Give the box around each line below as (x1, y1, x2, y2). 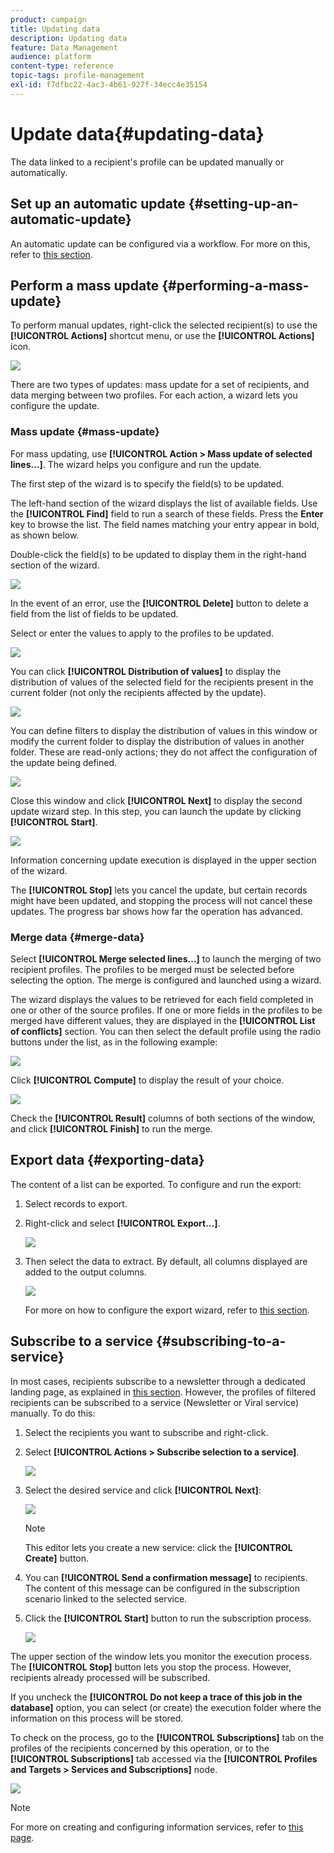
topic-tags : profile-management (10, 71, 145, 81)
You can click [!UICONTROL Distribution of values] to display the (10, 665, 282, 677)
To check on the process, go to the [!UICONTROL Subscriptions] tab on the (10, 1731, 325, 1743)
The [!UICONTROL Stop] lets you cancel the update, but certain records (10, 884, 308, 896)
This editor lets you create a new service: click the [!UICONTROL (24, 1541, 293, 1553)
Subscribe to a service (10, 1333, 154, 1350)
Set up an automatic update (10, 196, 186, 213)
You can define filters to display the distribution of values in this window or (10, 724, 318, 736)
